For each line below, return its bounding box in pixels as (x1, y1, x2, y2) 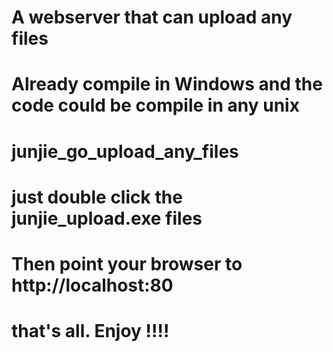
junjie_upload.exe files (11, 207, 203, 230)
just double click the (11, 186, 183, 208)
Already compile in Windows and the (11, 73, 323, 96)
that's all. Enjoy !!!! (11, 320, 170, 343)
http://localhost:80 (11, 274, 174, 296)
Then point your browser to (11, 252, 243, 275)
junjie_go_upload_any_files (11, 140, 239, 163)
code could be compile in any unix (11, 94, 300, 117)
